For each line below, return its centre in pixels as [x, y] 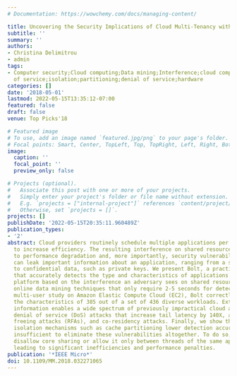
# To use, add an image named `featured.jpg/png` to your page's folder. [118, 138]
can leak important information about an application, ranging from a [120, 262]
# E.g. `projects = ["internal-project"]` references [91, 203]
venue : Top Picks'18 [38, 119]
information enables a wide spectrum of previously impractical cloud [120, 308]
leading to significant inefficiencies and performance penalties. [115, 348]
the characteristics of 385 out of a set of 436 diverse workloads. [116, 302]
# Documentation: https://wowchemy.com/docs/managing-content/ [102, 14]
